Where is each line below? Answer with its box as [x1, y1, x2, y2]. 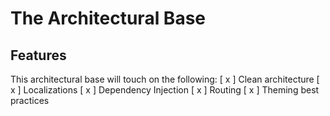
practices [10, 95, 50, 106]
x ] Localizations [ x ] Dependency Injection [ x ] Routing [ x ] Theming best [10, 84, 320, 96]
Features [10, 47, 67, 64]
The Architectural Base [10, 7, 207, 30]
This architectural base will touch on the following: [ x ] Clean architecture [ [10, 73, 320, 85]
